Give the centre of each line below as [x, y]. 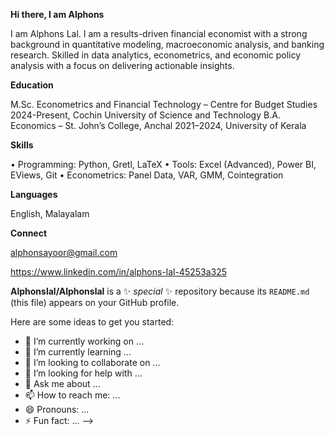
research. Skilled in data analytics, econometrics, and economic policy [156, 55]
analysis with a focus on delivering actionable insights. [122, 65]
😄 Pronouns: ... [57, 409]
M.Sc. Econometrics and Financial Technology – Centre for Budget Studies [164, 104]
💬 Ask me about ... [62, 383]
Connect [29, 233]
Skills [22, 145]
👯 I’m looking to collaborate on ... [92, 362]
